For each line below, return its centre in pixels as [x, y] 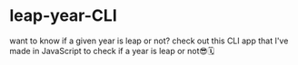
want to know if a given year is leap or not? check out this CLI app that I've [149, 41]
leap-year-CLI [63, 16]
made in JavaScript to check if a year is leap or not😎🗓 [112, 51]
